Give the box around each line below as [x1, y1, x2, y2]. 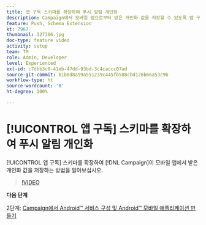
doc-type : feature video [6, 37, 70, 43]
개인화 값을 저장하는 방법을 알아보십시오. [6, 166, 103, 174]
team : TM [6, 49, 29, 55]
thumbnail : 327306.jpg [6, 32, 64, 38]
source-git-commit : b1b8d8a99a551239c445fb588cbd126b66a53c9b [6, 72, 169, 78]
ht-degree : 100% [6, 89, 48, 95]
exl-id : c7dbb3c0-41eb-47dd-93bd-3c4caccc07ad [6, 65, 128, 72]
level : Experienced [6, 60, 56, 66]
